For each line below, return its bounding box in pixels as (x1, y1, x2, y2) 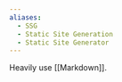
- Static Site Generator (17, 37, 110, 47)
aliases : (9, 12, 42, 22)
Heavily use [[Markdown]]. (9, 62, 107, 73)
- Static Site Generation (17, 29, 114, 38)
